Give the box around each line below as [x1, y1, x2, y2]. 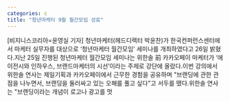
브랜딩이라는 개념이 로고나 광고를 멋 [16, 87, 113, 96]
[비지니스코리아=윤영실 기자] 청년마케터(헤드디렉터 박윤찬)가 [7, 36, 170, 44]
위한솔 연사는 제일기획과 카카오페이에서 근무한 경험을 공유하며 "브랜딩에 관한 [7, 70, 211, 79]
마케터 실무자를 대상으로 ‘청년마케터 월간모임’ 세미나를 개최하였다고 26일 [14, 44, 209, 53]
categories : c [7, 10, 48, 17]
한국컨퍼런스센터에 [170, 36, 221, 44]
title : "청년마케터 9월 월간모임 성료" [7, 16, 104, 23]
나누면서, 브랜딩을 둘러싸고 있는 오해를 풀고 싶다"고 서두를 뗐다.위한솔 [19, 79, 206, 87]
